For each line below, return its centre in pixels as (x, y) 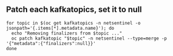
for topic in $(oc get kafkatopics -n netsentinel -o (74, 23)
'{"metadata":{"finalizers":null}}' (51, 43)
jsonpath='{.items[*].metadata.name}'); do (60, 28)
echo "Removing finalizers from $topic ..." (67, 33)
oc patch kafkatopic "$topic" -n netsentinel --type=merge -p (89, 38)
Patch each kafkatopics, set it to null (74, 10)
